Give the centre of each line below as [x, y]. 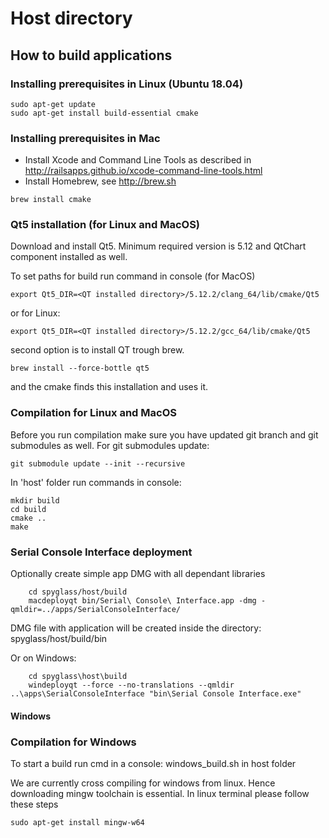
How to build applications [91, 55]
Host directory [71, 18]
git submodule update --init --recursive [98, 463]
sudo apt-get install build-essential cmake [104, 113]
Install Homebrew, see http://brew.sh [100, 181]
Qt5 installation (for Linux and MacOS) [105, 225]
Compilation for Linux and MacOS [93, 413]
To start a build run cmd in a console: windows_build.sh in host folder [153, 763]
